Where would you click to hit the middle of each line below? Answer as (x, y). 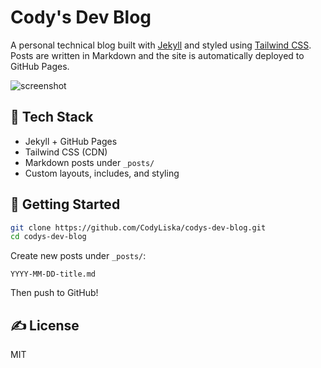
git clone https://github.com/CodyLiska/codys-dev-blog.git (138, 227)
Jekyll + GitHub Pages (71, 141)
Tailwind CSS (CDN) (66, 152)
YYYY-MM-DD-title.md (53, 274)
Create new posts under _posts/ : (78, 256)
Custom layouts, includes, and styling (102, 173)
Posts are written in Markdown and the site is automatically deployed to (157, 55)
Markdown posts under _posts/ (89, 162)
